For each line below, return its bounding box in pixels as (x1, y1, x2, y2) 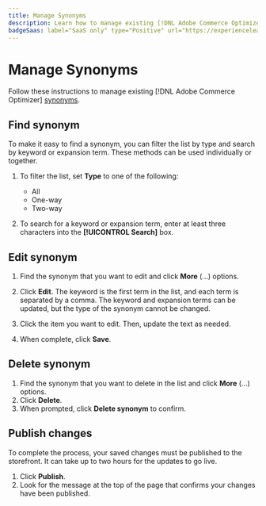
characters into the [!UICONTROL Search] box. (19, 228, 174, 237)
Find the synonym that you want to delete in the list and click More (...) (19, 378, 251, 388)
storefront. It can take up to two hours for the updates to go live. (8, 456, 218, 466)
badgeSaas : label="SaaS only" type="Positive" (8, 26, 165, 34)
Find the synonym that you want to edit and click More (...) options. (19, 271, 239, 281)
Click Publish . (19, 471, 66, 481)
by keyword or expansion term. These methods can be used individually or (8, 148, 252, 157)
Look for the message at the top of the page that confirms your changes (19, 480, 256, 489)
